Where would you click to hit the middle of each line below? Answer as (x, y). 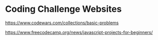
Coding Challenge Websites (63, 9)
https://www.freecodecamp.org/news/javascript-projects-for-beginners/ (79, 32)
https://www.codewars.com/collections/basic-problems (62, 23)
